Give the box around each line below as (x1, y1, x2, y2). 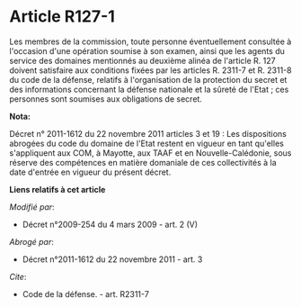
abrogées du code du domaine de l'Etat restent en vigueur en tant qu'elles (9, 138, 285, 149)
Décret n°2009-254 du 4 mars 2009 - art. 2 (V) (22, 219, 199, 230)
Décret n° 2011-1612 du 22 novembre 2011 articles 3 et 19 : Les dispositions (9, 128, 288, 139)
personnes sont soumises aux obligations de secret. (9, 93, 202, 104)
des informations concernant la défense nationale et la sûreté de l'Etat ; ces (9, 84, 289, 95)
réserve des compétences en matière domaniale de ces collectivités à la (9, 157, 277, 167)
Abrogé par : (9, 236, 54, 247)
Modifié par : (9, 201, 56, 212)
